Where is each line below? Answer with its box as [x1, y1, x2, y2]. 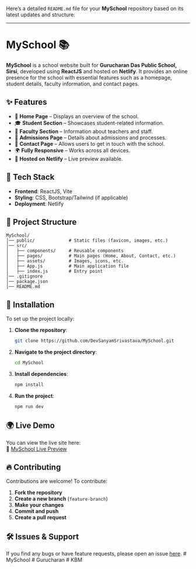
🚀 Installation [6, 300, 55, 310]
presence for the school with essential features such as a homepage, [6, 74, 172, 81]
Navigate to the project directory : [14, 348, 97, 356]
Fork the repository [14, 489, 62, 496]
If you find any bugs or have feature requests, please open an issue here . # [6, 550, 187, 557]
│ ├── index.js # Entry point [6, 269, 103, 275]
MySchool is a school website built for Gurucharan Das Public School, [6, 61, 177, 68]
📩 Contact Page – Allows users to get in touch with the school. [14, 140, 165, 147]
